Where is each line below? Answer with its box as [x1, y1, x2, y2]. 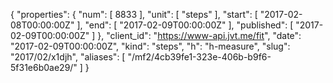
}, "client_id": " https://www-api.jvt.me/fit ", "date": [97, 30, 302, 41]
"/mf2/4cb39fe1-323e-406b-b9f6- [127, 51, 272, 63]
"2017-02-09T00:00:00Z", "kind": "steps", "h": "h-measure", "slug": [10, 40, 291, 52]
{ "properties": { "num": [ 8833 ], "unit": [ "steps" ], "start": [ [10, 9, 258, 20]
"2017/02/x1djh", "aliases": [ [10, 51, 126, 63]
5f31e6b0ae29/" [10, 62, 78, 73]
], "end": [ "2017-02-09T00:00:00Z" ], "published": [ [76, 19, 294, 31]
